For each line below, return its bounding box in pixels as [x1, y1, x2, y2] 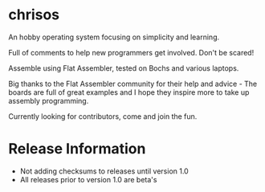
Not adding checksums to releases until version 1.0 [19, 166, 189, 176]
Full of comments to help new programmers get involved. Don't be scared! [8, 47, 255, 57]
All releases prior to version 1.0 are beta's [19, 174, 157, 184]
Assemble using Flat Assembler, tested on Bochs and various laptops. [8, 63, 239, 73]
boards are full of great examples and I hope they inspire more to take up [8, 87, 250, 97]
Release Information [8, 140, 146, 158]
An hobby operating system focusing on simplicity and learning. [8, 32, 219, 42]
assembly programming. [8, 96, 89, 105]
